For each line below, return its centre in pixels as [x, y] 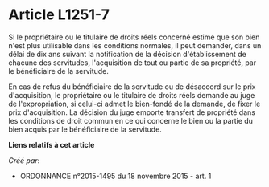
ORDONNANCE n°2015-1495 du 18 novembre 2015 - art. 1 [116, 176]
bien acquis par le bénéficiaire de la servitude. [85, 129]
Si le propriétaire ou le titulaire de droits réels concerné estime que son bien [134, 37]
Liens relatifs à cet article [52, 144]
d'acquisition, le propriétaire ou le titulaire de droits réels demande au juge [132, 95]
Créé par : [24, 160]
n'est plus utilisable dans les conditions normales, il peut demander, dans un [135, 45]
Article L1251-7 [59, 15]
